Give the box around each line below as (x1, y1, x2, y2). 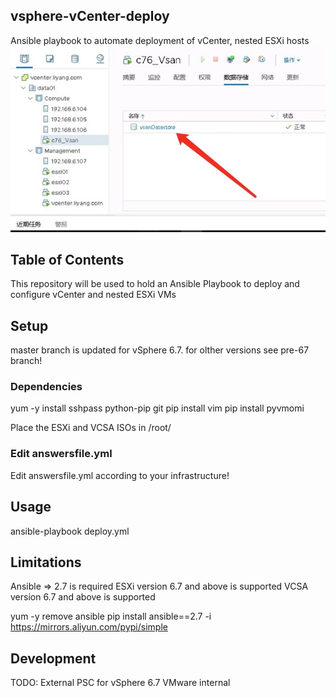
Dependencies (10, 380, 83, 394)
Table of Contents (10, 251, 125, 268)
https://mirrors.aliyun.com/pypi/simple (10, 621, 168, 633)
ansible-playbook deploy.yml (10, 525, 130, 537)
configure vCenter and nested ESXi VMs (10, 289, 177, 301)
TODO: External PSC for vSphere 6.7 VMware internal (10, 677, 231, 689)
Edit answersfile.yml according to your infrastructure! (10, 469, 230, 481)
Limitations (10, 554, 82, 571)
